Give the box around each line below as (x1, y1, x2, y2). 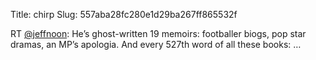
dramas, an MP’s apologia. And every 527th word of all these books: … (10, 39, 302, 50)
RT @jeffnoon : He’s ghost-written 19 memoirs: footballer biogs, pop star (10, 28, 307, 39)
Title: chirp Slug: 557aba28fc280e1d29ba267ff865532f (10, 9, 238, 20)
